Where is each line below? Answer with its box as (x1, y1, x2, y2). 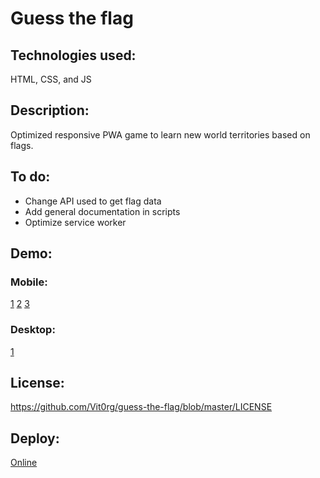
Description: (10, 102, 90, 119)
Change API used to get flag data (24, 195, 162, 207)
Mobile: (10, 275, 48, 289)
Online (10, 457, 38, 469)
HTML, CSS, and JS (10, 73, 92, 85)
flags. (10, 139, 34, 151)
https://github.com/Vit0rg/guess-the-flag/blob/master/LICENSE (10, 401, 273, 413)
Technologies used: (10, 47, 137, 64)
